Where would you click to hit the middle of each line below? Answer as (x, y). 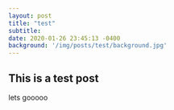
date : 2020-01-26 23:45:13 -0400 (64, 38)
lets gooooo (28, 97)
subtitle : (25, 31)
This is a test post (54, 78)
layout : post (30, 16)
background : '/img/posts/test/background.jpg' (88, 46)
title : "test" (32, 23)
